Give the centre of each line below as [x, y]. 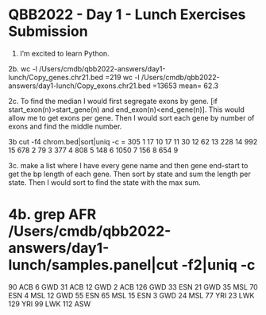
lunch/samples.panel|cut [93, 265]
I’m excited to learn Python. [64, 53]
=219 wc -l [122, 77]
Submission [48, 31]
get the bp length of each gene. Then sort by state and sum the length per [130, 174]
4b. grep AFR [52, 215]
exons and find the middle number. [65, 126]
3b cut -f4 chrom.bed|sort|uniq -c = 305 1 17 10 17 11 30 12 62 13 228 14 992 [133, 141]
